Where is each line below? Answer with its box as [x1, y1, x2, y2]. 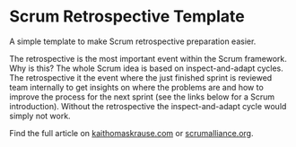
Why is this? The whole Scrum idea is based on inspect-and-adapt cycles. [9, 63, 284, 73]
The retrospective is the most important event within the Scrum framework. [9, 53, 287, 64]
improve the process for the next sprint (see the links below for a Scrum [9, 91, 275, 102]
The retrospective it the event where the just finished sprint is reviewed [9, 72, 273, 82]
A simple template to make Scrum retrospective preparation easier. [9, 36, 257, 47]
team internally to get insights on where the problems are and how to [9, 82, 265, 92]
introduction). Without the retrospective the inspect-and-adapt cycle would [9, 100, 287, 111]
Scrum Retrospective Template [9, 6, 245, 27]
